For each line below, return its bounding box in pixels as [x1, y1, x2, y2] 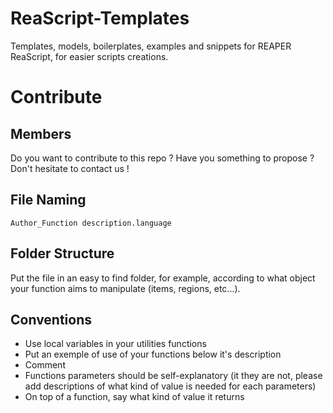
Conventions [10, 311, 93, 328]
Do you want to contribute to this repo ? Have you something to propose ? [10, 152, 315, 164]
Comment [24, 359, 66, 371]
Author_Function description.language [10, 218, 172, 228]
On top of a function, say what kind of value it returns [24, 391, 245, 403]
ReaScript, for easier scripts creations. [10, 50, 169, 62]
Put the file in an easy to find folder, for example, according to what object [10, 272, 316, 284]
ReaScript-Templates [10, 7, 190, 30]
